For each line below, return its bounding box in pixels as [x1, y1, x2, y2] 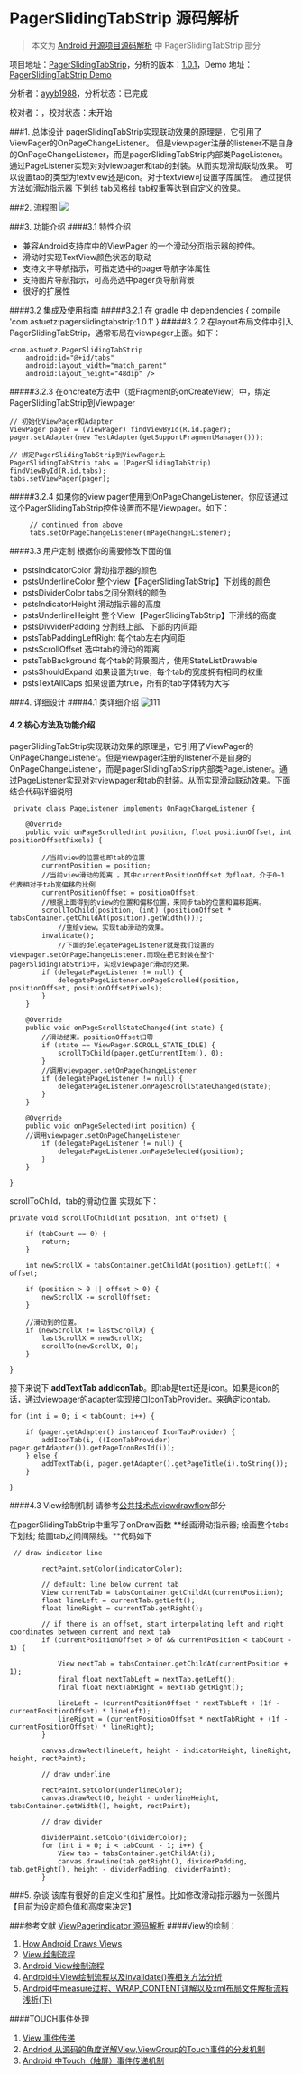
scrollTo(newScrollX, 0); [41, 1342, 140, 1351]
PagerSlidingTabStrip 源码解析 [9, 8, 239, 29]
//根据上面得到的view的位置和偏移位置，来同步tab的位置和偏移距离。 [41, 898, 266, 907]
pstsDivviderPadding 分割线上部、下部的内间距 [22, 621, 197, 632]
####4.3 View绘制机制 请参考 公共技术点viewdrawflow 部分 [9, 1500, 227, 1511]
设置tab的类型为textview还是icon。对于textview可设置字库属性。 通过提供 [16, 171, 292, 182]
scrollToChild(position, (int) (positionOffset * [41, 906, 232, 915]
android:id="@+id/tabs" [25, 353, 115, 362]
